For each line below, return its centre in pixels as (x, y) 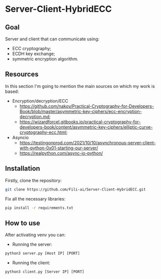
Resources (22, 74)
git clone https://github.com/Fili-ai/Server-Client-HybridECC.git (76, 189)
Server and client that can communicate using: (52, 39)
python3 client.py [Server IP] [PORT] (45, 272)
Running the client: (31, 263)
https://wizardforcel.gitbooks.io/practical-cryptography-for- (80, 122)
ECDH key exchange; (34, 54)
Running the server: (32, 245)
